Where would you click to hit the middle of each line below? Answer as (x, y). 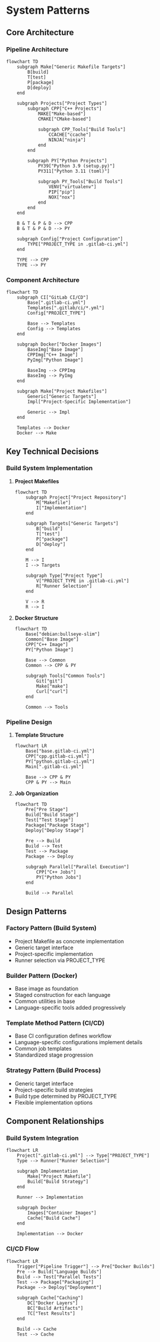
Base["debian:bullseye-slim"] (63, 634)
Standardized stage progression (54, 1055)
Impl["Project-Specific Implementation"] (79, 402)
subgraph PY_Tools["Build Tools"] (80, 181)
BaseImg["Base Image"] (55, 350)
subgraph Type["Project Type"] (64, 576)
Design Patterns (36, 911)
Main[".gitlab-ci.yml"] (55, 767)
